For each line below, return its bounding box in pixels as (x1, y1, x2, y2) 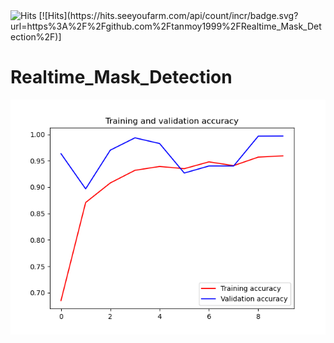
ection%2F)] (10, 31, 62, 43)
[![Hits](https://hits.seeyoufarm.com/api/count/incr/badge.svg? (38, 10, 299, 21)
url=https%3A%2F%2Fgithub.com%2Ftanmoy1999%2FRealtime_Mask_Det (10, 20, 322, 32)
